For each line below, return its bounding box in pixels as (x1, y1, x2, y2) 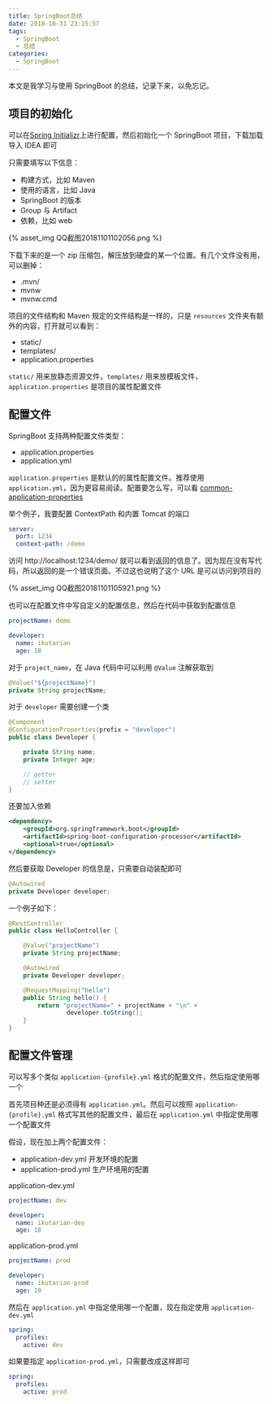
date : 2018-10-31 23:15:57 (8, 20, 100, 28)
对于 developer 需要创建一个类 (8, 702, 110, 712)
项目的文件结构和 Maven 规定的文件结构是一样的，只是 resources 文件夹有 (8, 310, 257, 320)
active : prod (23, 1388, 67, 1397)
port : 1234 (15, 533, 53, 541)
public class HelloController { (8, 927, 118, 935)
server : (8, 524, 35, 533)
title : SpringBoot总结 (8, 11, 83, 20)
